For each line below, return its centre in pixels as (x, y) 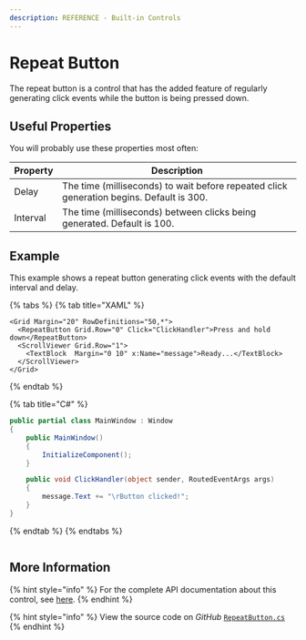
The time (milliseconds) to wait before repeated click (175, 186)
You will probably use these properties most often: (104, 148)
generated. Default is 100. (118, 224)
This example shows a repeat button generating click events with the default (153, 278)
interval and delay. (44, 288)
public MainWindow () (65, 438)
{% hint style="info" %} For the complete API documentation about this (143, 589)
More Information (60, 568)
